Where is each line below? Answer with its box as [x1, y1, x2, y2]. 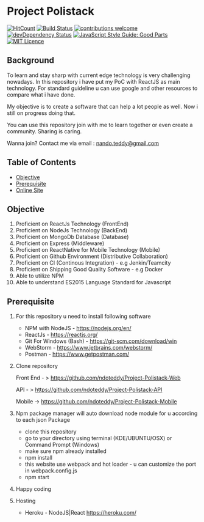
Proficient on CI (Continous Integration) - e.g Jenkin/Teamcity [15, 259, 171, 267]
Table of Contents [7, 157, 77, 167]
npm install [24, 454, 52, 461]
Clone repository [15, 362, 58, 370]
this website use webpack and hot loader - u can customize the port [24, 460, 197, 468]
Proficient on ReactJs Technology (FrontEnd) [15, 220, 129, 227]
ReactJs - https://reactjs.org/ [24, 331, 98, 339]
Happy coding [15, 485, 51, 493]
